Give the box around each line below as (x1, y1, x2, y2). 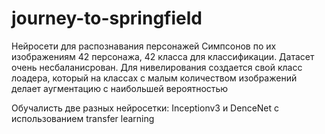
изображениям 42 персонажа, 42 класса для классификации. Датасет (11, 50, 315, 62)
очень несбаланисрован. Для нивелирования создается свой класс (11, 61, 303, 73)
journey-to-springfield (11, 7, 203, 30)
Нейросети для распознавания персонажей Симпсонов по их (11, 40, 277, 52)
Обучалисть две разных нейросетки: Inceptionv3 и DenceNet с (11, 102, 280, 114)
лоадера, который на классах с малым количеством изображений (11, 72, 298, 84)
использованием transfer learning (11, 112, 155, 124)
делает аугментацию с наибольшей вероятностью (11, 82, 229, 94)
